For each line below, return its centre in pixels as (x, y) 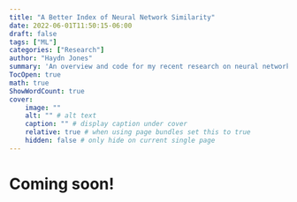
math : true (29, 83)
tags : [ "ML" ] (33, 42)
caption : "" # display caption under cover (107, 124)
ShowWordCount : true (47, 91)
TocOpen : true (35, 75)
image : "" (43, 108)
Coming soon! (62, 184)
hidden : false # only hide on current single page (120, 140)
